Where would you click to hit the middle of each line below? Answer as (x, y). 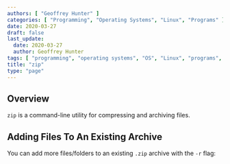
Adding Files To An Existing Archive (85, 137)
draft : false (26, 33)
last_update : (26, 39)
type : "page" (26, 71)
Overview (28, 98)
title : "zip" (26, 65)
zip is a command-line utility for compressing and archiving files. (99, 115)
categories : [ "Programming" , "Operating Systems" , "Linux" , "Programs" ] (116, 20)
